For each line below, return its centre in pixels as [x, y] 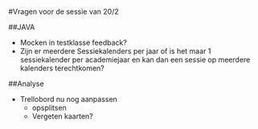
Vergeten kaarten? [63, 116]
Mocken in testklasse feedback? [73, 42]
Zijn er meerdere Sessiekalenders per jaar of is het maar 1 [115, 51]
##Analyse [26, 84]
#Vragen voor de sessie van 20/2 [63, 12]
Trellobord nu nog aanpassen [69, 99]
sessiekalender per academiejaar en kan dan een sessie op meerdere [135, 60]
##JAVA [22, 27]
